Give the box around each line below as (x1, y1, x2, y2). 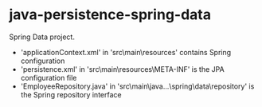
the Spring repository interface (20, 89, 122, 99)
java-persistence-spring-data (9, 6, 212, 24)
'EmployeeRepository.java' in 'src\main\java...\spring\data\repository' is (20, 81, 255, 91)
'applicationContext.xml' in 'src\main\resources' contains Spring (20, 47, 232, 57)
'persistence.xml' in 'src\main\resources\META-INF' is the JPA (20, 64, 225, 73)
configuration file (20, 73, 77, 82)
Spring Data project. (9, 32, 75, 42)
